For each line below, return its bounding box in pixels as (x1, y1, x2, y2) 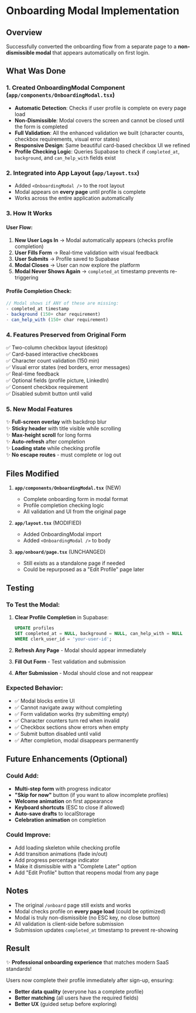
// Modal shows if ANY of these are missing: (6, 301, 119, 306)
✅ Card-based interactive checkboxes (6, 350, 98, 358)
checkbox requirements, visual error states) (14, 135, 120, 142)
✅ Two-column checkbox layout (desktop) (6, 344, 108, 351)
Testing (6, 583, 35, 593)
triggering (14, 274, 39, 281)
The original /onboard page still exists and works (14, 901, 132, 909)
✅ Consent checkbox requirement (6, 384, 88, 391)
